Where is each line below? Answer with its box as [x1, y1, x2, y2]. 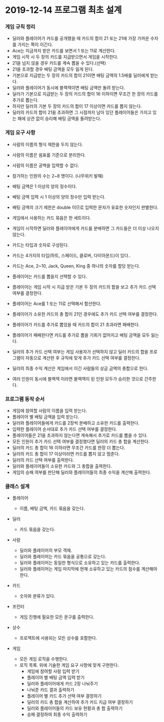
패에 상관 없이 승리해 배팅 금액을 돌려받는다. [17, 115, 102, 121]
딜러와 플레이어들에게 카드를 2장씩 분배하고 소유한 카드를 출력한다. [12, 420, 140, 426]
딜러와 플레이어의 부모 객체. [19, 547, 72, 553]
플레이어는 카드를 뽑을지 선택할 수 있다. [12, 273, 87, 279]
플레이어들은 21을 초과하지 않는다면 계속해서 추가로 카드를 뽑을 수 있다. [12, 432, 148, 438]
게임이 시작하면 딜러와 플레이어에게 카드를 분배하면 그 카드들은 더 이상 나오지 [12, 225, 160, 231]
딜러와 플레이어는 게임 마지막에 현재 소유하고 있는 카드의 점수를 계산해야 [19, 566, 158, 572]
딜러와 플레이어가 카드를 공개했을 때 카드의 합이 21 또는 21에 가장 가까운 [12, 36, 150, 41]
